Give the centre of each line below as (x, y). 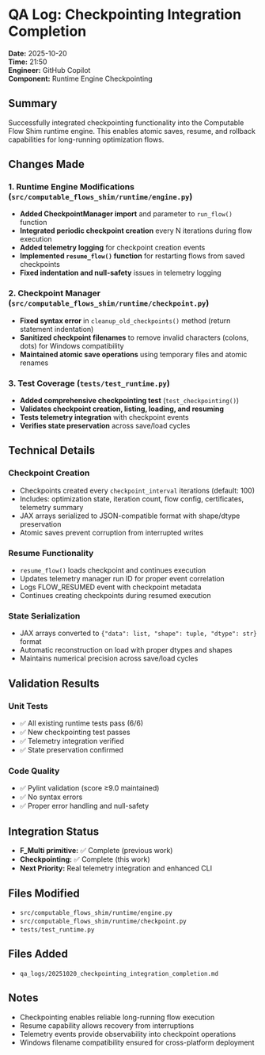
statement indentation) (57, 329)
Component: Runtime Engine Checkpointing (80, 78)
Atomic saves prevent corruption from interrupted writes (112, 532)
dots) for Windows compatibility (72, 345)
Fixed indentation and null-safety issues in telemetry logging (120, 273)
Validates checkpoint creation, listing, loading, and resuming (121, 409)
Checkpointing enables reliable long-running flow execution (117, 1017)
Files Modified (44, 893)
